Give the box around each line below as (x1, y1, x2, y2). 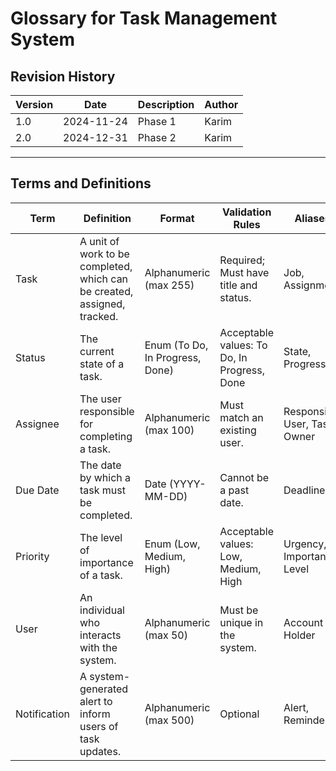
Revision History (10, 68, 116, 85)
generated (79, 682, 129, 696)
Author (204, 98, 239, 111)
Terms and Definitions (10, 175, 152, 192)
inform (79, 707, 111, 721)
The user (79, 392, 122, 406)
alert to (79, 694, 113, 708)
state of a (79, 357, 125, 371)
